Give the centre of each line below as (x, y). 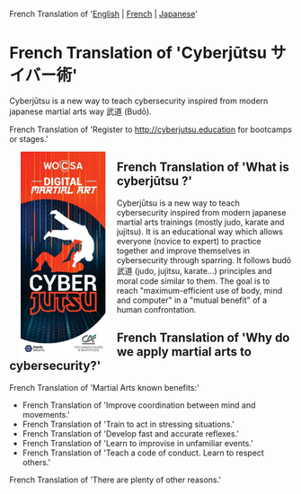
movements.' (46, 414)
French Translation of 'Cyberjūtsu (138, 53)
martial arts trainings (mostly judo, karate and (200, 222)
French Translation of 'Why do (203, 338)
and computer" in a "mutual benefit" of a (192, 300)
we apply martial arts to (184, 352)
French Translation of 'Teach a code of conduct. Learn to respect (143, 453)
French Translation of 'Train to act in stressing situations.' (128, 424)
